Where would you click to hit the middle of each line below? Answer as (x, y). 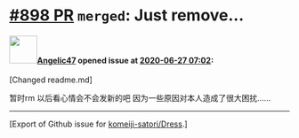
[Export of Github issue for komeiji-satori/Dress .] (99, 124)
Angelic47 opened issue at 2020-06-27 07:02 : (125, 60)
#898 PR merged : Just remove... (127, 15)
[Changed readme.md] (51, 80)
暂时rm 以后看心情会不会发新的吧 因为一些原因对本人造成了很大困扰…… (140, 98)
